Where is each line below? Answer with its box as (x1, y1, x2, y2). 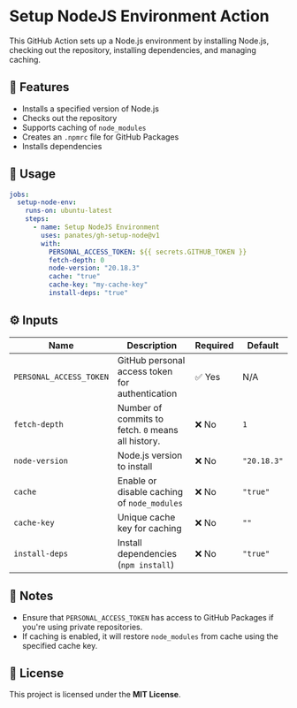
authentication (117, 387, 178, 400)
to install (117, 460, 153, 472)
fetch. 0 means (117, 423, 179, 436)
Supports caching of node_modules (21, 122, 147, 133)
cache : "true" (48, 272, 101, 281)
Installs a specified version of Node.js (21, 103, 159, 114)
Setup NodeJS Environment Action (9, 6, 270, 27)
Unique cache (117, 511, 176, 523)
